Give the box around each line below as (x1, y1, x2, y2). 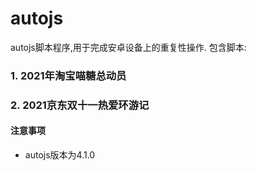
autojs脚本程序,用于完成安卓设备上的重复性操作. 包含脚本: (10, 41, 247, 53)
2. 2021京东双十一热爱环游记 (10, 98, 150, 112)
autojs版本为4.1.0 (24, 148, 96, 161)
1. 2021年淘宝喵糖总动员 (10, 68, 127, 82)
